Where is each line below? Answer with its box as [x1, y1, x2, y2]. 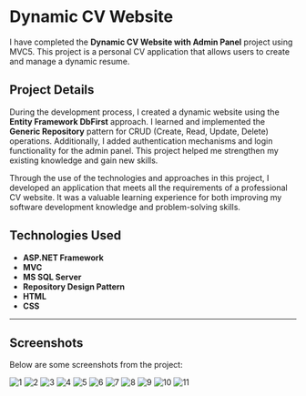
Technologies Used [9, 228, 121, 243]
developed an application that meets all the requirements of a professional [9, 182, 289, 193]
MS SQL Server [22, 271, 82, 282]
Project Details [9, 82, 95, 97]
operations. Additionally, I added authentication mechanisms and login [9, 135, 273, 147]
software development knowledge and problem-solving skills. [9, 201, 241, 212]
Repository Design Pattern [22, 280, 126, 292]
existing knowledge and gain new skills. [9, 155, 158, 166]
